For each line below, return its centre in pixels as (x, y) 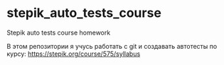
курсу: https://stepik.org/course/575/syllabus (74, 54)
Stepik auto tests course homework (59, 32)
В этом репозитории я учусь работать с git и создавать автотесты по (112, 46)
